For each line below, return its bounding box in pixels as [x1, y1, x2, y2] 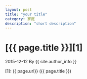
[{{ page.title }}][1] [5, 42, 83, 53]
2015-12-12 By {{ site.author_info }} [5, 59, 77, 65]
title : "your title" [5, 12, 48, 17]
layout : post [5, 7, 32, 12]
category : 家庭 [5, 16, 35, 21]
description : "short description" [5, 21, 77, 26]
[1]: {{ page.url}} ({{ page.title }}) [5, 68, 72, 74]
